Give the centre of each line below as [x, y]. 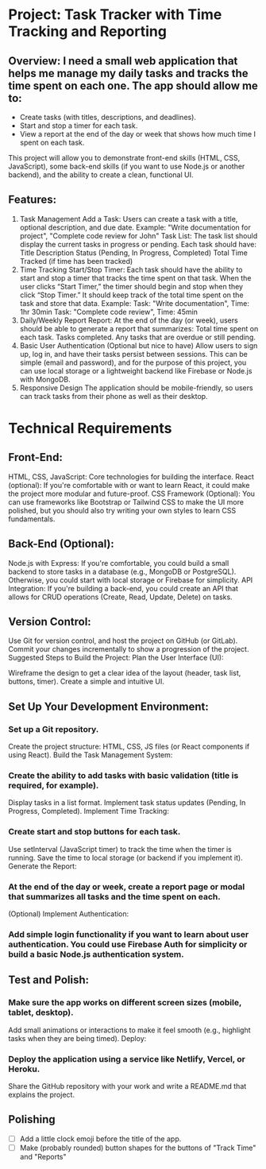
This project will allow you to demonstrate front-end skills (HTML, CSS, [124, 158]
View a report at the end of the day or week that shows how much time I [138, 134]
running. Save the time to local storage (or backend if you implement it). [126, 857]
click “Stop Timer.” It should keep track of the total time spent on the [131, 295]
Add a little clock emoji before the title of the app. [100, 1139]
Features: [33, 200]
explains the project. [42, 1094]
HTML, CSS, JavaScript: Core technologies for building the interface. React [131, 476]
